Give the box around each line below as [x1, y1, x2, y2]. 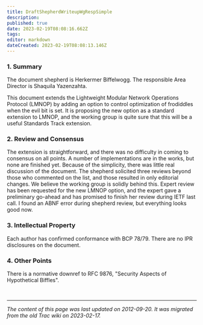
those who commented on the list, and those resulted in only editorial [7, 174, 179, 181]
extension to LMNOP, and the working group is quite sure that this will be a [7, 113, 192, 121]
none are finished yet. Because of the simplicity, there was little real [7, 161, 175, 169]
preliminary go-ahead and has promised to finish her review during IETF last [7, 194, 196, 201]
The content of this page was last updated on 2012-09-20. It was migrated [7, 306, 193, 313]
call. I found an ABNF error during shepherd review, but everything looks [7, 200, 187, 207]
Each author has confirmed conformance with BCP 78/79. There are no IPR [7, 235, 193, 242]
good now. [7, 206, 33, 213]
